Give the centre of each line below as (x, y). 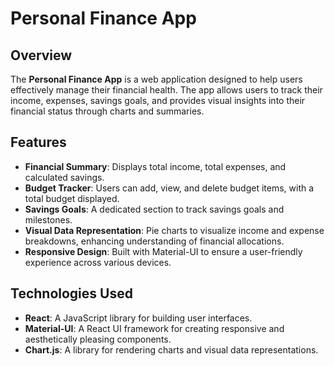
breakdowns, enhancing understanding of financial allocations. (154, 241)
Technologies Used (71, 293)
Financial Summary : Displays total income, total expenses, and (155, 166)
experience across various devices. (98, 262)
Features (38, 142)
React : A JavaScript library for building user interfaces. (138, 318)
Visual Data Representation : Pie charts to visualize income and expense (174, 230)
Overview (41, 55)
